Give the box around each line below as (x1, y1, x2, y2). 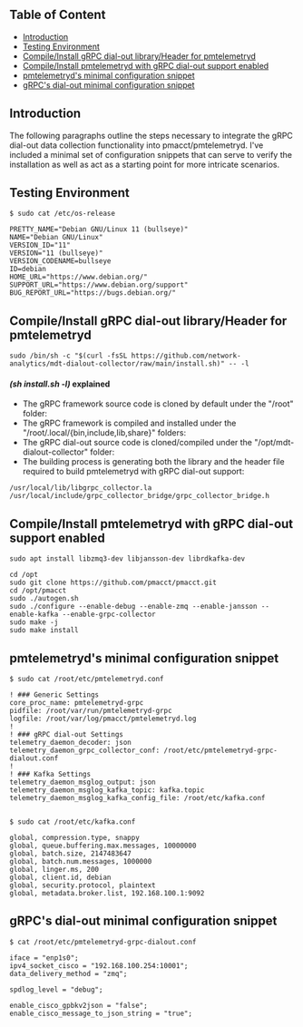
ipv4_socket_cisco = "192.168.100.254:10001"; (9, 961, 189, 970)
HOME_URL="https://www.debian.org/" (9, 272, 148, 282)
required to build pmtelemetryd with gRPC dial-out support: (22, 466, 245, 477)
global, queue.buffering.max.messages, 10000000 (9, 841, 197, 851)
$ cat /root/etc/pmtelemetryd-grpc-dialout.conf (9, 937, 197, 946)
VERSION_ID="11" (9, 240, 71, 250)
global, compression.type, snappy (9, 834, 141, 843)
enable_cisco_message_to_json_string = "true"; (9, 1009, 193, 1018)
